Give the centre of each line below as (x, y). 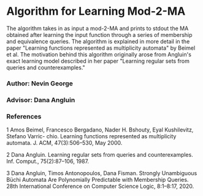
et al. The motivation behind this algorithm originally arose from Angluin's (99, 54)
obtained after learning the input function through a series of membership (99, 34)
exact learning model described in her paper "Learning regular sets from (98, 61)
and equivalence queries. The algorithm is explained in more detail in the (98, 41)
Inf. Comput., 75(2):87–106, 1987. (48, 162)
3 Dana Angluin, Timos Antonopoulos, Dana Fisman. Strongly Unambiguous (102, 173)
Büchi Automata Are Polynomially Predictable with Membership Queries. (98, 180)
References (24, 116)
